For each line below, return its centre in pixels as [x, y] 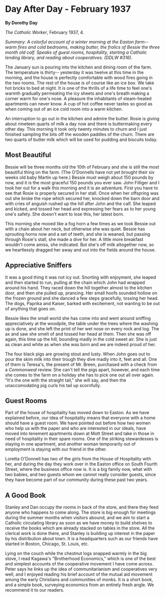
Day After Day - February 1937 [68, 9]
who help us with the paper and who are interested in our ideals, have [76, 428]
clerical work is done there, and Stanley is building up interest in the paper [80, 533]
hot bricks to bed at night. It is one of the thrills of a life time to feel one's [79, 88]
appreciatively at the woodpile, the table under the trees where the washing [82, 323]
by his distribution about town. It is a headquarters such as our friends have [82, 539]
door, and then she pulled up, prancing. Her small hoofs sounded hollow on [81, 293]
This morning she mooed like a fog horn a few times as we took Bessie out [81, 223]
